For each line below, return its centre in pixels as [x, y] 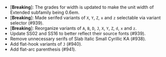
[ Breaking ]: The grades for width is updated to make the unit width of [82, 7]
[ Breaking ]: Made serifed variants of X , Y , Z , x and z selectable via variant [85, 18]
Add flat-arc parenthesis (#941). [43, 49]
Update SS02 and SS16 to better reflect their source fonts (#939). [78, 33]
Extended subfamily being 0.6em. [45, 12]
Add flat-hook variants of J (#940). [46, 44]
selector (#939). [27, 23]
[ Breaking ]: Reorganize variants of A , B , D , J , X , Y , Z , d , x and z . [73, 28]
